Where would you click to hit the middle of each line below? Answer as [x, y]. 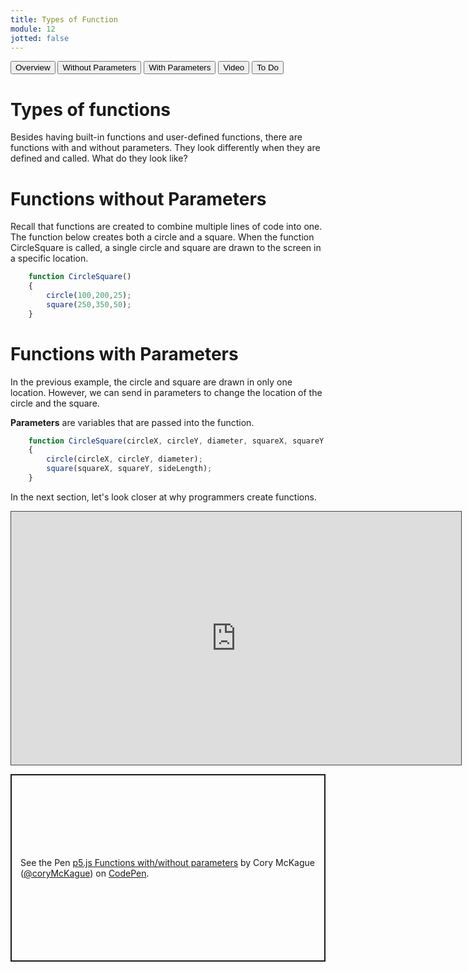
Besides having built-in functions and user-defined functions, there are [156, 137]
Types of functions [90, 109]
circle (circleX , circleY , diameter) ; [124, 459]
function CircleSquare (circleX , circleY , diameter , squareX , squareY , [178, 441]
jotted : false [40, 38]
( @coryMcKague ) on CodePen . [85, 873]
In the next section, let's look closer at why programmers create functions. [163, 497]
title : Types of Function [64, 19]
